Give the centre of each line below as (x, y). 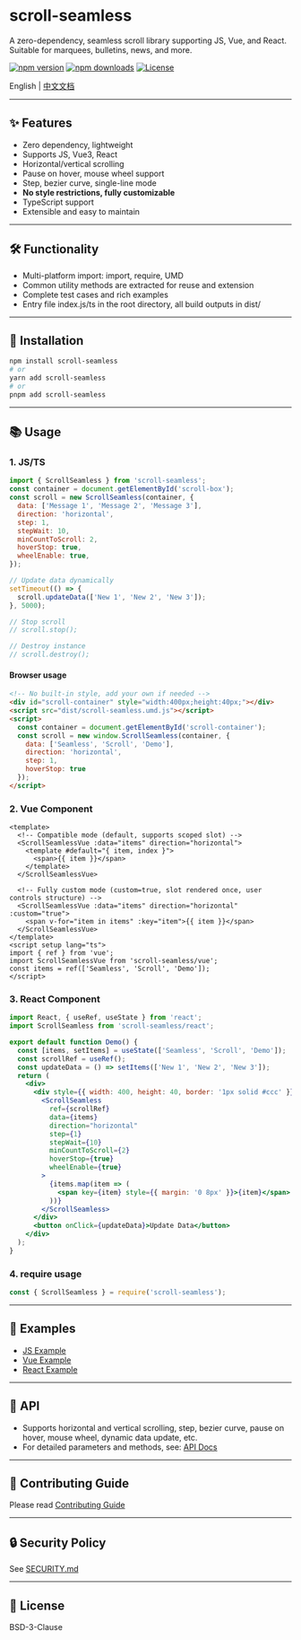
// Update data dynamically (62, 581)
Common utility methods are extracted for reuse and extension (138, 285)
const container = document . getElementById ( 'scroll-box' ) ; (122, 489)
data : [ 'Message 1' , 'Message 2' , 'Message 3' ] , (110, 506)
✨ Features (41, 123)
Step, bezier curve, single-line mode (89, 183)
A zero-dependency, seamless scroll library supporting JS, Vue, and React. (148, 40)
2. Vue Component (51, 809)
